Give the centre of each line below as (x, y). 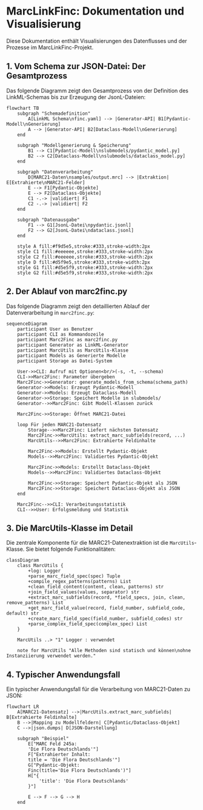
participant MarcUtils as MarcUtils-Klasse (73, 350)
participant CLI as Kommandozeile (61, 334)
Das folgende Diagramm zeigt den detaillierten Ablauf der (78, 306)
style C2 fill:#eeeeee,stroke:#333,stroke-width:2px (85, 257)
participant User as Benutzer (55, 329)
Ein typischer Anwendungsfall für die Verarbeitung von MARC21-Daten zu (98, 689)
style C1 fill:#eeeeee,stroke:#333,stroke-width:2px (85, 251)
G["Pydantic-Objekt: (54, 765)
